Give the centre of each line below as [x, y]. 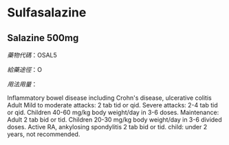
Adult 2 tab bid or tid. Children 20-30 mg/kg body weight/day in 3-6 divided [115, 120]
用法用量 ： [22, 84]
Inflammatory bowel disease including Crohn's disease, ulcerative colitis [109, 98]
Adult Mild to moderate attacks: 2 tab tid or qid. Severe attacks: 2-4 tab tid [112, 105]
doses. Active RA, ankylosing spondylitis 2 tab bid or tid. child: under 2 [107, 127]
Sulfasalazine [47, 13]
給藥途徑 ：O [25, 69]
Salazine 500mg [43, 38]
